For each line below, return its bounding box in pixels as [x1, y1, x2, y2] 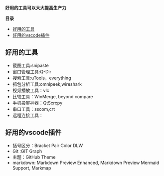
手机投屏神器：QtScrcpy [12, 100, 63, 106]
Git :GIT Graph [12, 148, 42, 154]
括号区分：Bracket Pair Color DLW [12, 142, 83, 149]
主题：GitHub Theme [12, 154, 56, 160]
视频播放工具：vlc [12, 87, 50, 93]
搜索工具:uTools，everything [12, 75, 71, 81]
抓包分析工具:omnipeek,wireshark [12, 81, 82, 87]
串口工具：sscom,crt [12, 106, 55, 112]
